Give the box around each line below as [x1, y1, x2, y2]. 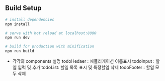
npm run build [5, 49, 35, 54]
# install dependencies [5, 17, 55, 22]
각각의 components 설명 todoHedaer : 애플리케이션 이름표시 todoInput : [12, 58, 155, 64]
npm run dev [5, 35, 30, 40]
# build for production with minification [5, 44, 94, 49]
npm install [5, 22, 30, 27]
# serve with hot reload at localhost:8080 [5, 31, 97, 36]
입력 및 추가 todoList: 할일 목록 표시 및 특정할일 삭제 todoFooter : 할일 [17, 64, 154, 71]
